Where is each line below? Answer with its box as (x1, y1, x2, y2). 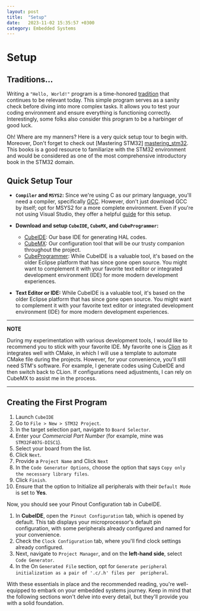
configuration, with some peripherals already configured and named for (15, 524, 191, 532)
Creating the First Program (7, 398, 107, 408)
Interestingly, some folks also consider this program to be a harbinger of (7, 115, 183, 122)
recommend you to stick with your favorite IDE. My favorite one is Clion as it (7, 343, 192, 351)
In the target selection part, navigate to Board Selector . (15, 426, 151, 433)
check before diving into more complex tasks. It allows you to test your (7, 103, 180, 110)
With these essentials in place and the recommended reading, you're (7, 580, 175, 587)
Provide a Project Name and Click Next (15, 457, 109, 464)
